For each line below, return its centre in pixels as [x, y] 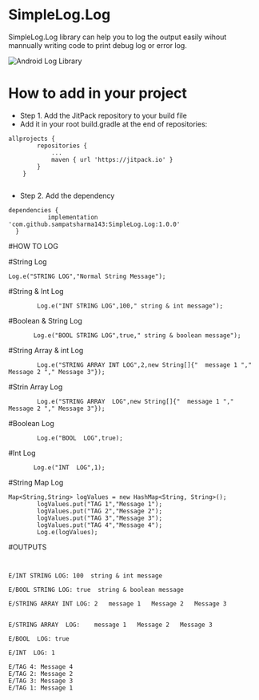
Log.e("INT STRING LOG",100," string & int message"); [130, 306]
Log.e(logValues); [68, 532]
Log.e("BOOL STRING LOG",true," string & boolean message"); [137, 335]
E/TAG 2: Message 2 [41, 674]
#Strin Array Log [36, 387]
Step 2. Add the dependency [67, 195]
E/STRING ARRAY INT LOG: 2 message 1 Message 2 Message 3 [118, 603]
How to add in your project [98, 93]
